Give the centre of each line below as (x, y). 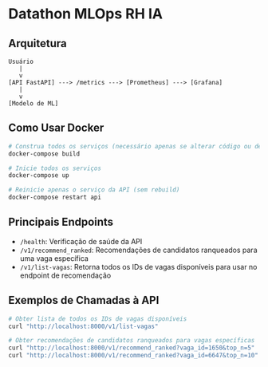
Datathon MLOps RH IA (86, 14)
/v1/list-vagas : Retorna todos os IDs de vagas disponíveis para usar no (138, 266)
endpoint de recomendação (65, 275)
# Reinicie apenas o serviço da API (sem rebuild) (94, 190)
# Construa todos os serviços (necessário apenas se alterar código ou (130, 146)
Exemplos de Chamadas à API (84, 300)
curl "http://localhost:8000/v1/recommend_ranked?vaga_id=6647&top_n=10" (134, 356)
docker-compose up (39, 176)
